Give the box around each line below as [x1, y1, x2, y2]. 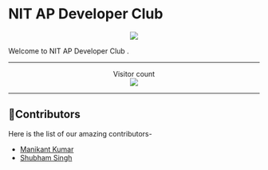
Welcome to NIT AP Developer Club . [8, 45, 129, 56]
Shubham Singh [19, 152, 73, 162]
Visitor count [112, 69, 156, 78]
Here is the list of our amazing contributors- [8, 128, 153, 138]
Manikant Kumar [19, 144, 74, 154]
